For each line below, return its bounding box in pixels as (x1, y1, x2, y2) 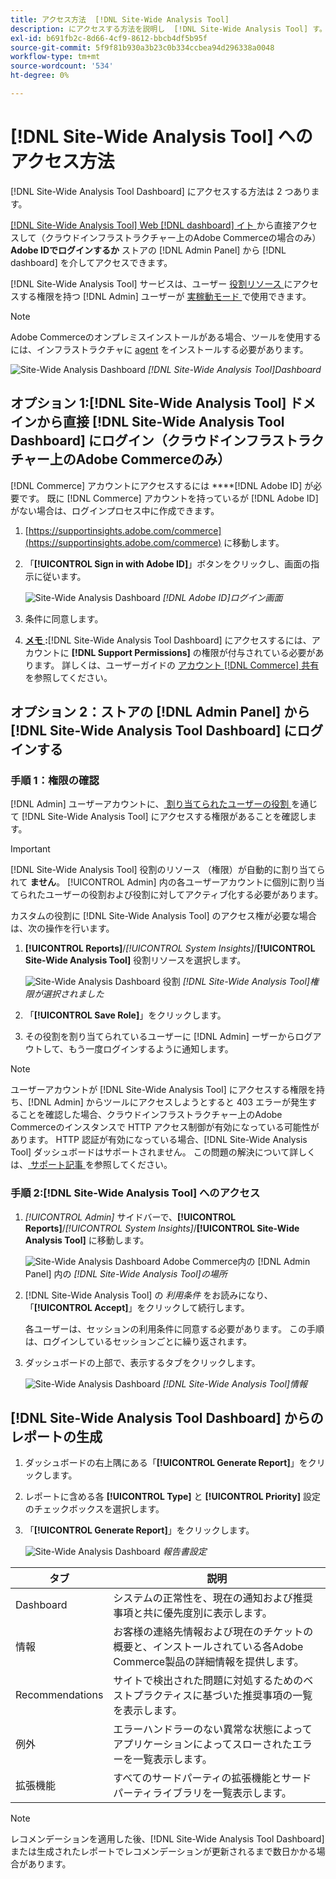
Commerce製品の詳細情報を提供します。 (113, 1655, 305, 1669)
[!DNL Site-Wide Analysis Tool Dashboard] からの (10, 1410, 324, 1426)
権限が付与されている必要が (201, 646, 316, 658)
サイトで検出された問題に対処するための (113, 1674, 304, 1688)
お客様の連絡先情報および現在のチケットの (113, 1625, 314, 1639)
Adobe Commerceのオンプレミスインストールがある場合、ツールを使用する (10, 331, 322, 343)
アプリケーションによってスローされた (113, 1737, 293, 1751)
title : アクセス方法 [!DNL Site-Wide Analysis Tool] (10, 14, 230, 25)
